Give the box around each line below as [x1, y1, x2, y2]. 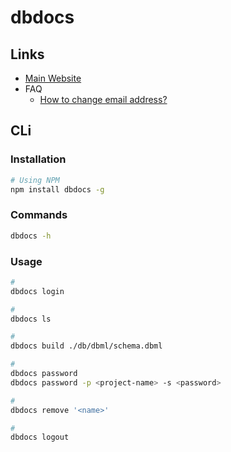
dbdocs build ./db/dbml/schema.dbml [10, 341, 163, 351]
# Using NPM [10, 175, 60, 185]
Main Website [24, 72, 82, 84]
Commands [10, 208, 68, 222]
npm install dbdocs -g [10, 184, 105, 195]
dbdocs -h [10, 231, 52, 241]
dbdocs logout [10, 432, 70, 443]
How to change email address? [39, 94, 168, 105]
